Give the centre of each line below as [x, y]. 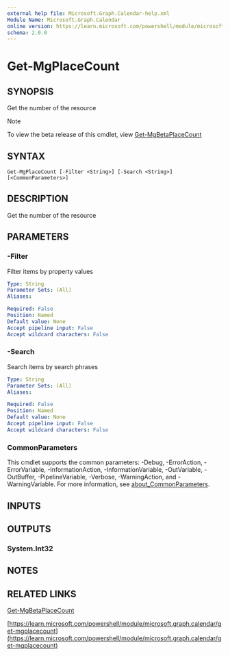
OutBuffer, [22, 477]
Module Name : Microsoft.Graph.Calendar [64, 20]
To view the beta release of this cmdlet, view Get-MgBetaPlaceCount [104, 135]
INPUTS [24, 506]
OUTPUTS [29, 529]
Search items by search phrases [52, 366]
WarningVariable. [31, 484]
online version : [30, 26]
